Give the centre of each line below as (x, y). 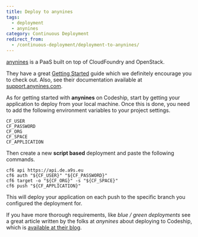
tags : (13, 17)
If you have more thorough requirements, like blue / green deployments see (98, 214)
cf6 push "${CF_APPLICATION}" (44, 186)
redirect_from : (25, 39)
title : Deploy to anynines (40, 12)
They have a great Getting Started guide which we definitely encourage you (99, 73)
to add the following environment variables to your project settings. (88, 110)
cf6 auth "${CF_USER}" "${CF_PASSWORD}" (57, 175)
